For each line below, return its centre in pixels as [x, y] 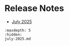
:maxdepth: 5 [18, 30]
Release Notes [34, 8]
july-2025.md [18, 39]
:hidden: [13, 34]
